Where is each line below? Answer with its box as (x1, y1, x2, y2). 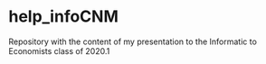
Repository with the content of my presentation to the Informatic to (8, 36, 257, 47)
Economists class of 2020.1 (8, 45, 110, 56)
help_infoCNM (8, 6, 119, 27)
